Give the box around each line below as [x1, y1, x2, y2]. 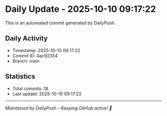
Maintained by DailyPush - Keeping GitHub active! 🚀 [5, 105, 112, 111]
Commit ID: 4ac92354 [12, 53, 58, 58]
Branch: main [12, 58, 40, 64]
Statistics [5, 72, 36, 81]
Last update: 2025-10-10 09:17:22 [12, 91, 82, 97]
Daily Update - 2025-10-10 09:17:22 [5, 3, 157, 15]
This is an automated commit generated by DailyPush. [5, 20, 116, 26]
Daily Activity [5, 34, 48, 43]
